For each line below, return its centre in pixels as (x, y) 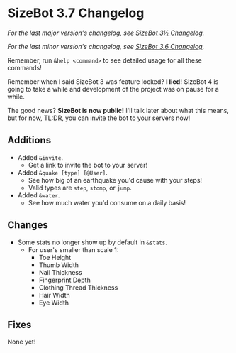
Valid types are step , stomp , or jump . (80, 188)
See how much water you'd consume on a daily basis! (107, 202)
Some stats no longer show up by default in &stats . (92, 242)
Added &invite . (40, 157)
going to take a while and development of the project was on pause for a (113, 89)
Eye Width (54, 303)
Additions (29, 140)
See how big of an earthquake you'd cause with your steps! (115, 180)
